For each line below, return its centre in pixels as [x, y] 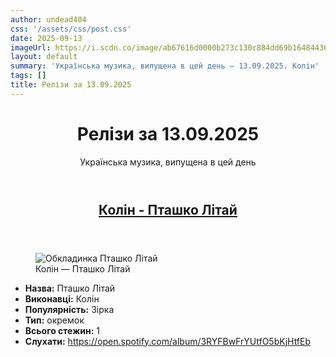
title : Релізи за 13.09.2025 [71, 85]
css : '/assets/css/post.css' [71, 29]
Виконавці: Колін [62, 298]
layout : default [44, 57]
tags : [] [28, 76]
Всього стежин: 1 [62, 330]
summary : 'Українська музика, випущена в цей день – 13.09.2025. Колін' [165, 66]
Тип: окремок [54, 320]
